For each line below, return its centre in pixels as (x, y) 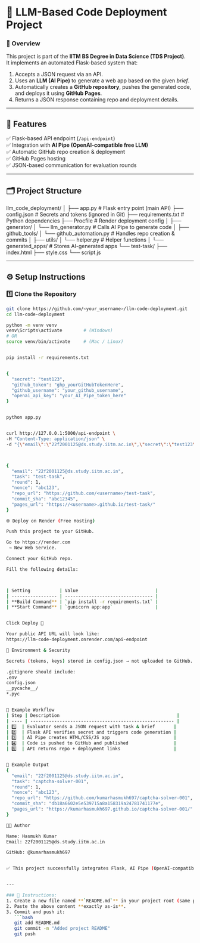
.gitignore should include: (41, 672)
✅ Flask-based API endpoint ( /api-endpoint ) (61, 138)
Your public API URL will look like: (53, 634)
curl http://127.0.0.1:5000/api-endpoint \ (61, 434)
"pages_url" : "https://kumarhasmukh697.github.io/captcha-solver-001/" (102, 809)
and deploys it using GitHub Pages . (58, 93)
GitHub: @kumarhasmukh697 (38, 852)
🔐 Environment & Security (38, 650)
